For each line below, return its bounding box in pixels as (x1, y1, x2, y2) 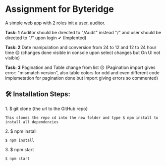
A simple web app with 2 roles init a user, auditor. (5, 20, 106, 26)
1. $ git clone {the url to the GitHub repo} (5, 106, 88, 111)
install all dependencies (5, 119, 58, 124)
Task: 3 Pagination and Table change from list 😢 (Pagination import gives (5, 64, 156, 70)
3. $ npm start (5, 146, 34, 152)
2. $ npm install (5, 128, 37, 134)
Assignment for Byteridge (5, 3, 114, 15)
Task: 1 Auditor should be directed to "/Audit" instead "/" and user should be (5, 29, 162, 35)
